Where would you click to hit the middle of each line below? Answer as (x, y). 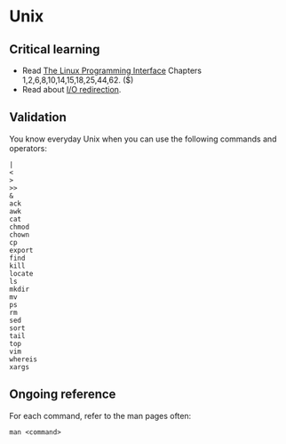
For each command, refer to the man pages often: (100, 416)
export (21, 250)
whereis (24, 359)
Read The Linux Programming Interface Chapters (112, 70)
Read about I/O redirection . (71, 89)
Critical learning (55, 49)
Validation (38, 117)
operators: (28, 148)
